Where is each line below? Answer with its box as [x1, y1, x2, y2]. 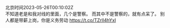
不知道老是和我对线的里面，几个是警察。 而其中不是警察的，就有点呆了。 [5, 11, 159, 17]
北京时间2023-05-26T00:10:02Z [5, 5, 74, 10]
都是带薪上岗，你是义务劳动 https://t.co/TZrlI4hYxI [9, 17, 116, 23]
